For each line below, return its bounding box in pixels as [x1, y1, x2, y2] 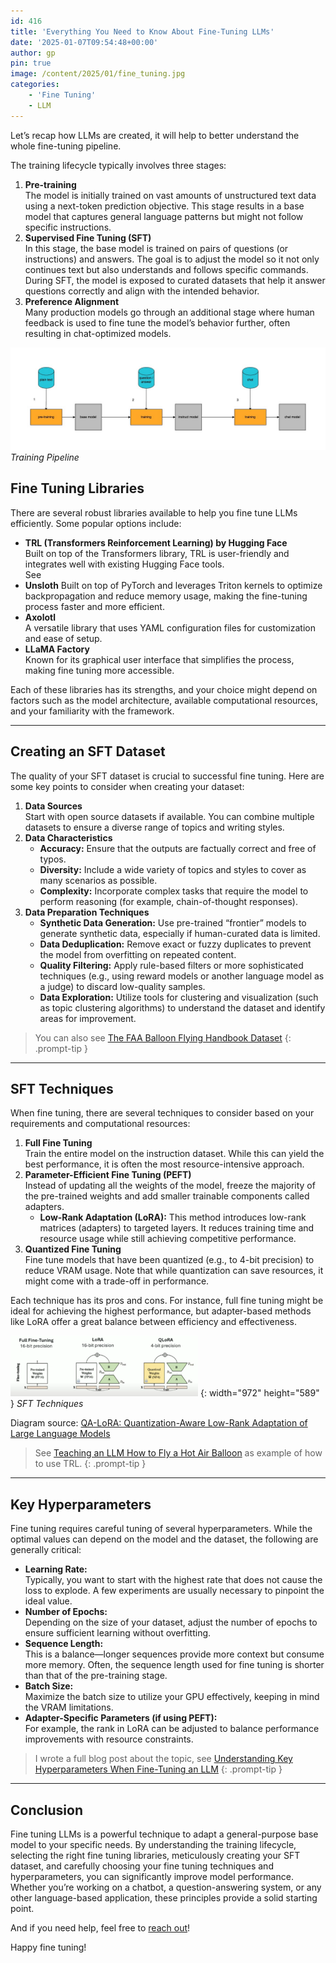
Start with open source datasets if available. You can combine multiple [24, 810, 315, 822]
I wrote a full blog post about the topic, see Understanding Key [34, 1753, 293, 1765]
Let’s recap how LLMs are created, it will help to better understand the [10, 129, 300, 141]
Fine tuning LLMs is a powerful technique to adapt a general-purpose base [10, 1828, 319, 1840]
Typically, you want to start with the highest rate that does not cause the [24, 1574, 323, 1586]
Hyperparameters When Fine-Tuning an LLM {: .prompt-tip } [34, 1763, 283, 1775]
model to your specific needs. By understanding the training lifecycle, [10, 1839, 297, 1851]
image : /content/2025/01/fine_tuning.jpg [10, 69, 186, 79]
